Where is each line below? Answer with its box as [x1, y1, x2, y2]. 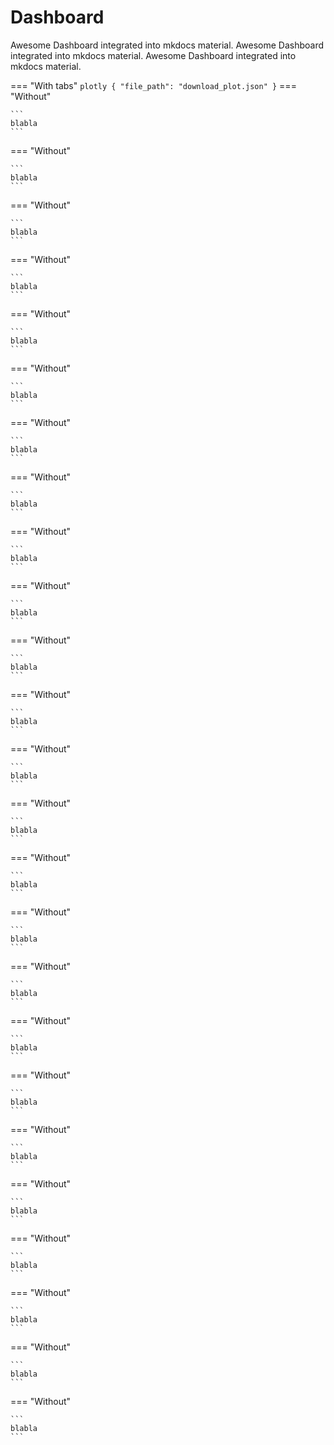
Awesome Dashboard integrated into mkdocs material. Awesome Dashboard [10, 39, 325, 51]
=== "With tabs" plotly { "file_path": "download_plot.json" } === [10, 79, 297, 91]
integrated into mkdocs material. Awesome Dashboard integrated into [10, 49, 297, 61]
